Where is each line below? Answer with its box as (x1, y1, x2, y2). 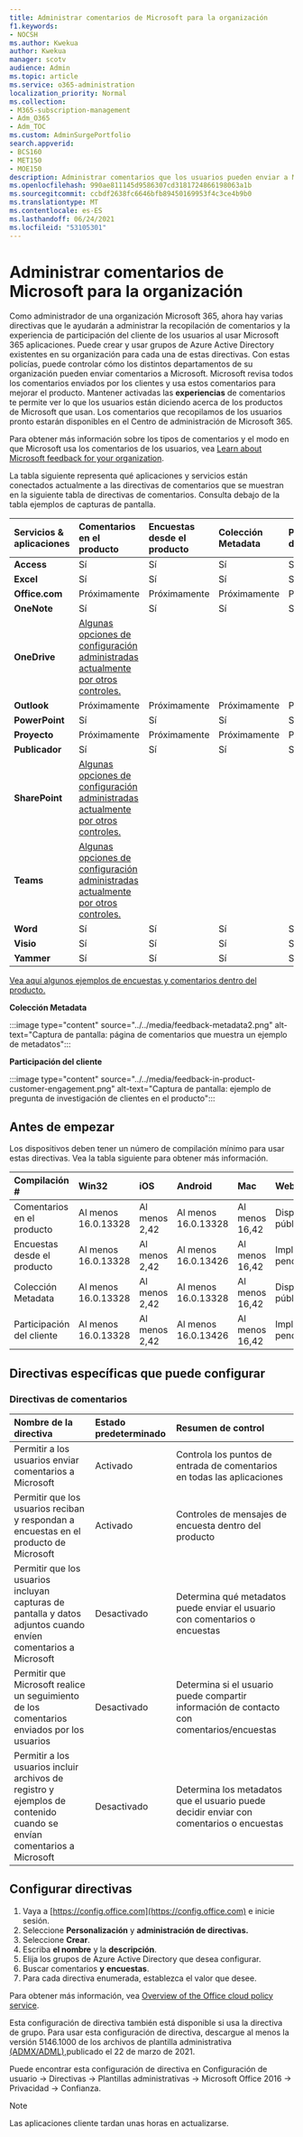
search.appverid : (9, 139, 75, 148)
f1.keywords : (9, 22, 59, 31)
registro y (14, 1783, 55, 1796)
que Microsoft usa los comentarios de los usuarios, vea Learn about (9, 443, 262, 454)
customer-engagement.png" (9, 1084, 115, 1095)
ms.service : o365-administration (9, 80, 135, 89)
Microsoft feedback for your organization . (9, 453, 164, 464)
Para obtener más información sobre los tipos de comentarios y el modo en (9, 434, 289, 445)
